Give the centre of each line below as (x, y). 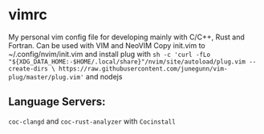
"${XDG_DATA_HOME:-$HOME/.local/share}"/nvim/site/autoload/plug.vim (127, 62)
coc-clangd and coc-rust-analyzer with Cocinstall (92, 121)
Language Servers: (57, 102)
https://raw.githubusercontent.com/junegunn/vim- (143, 69)
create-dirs (28, 69)
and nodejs (104, 76)
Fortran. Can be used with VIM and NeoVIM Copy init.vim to (107, 45)
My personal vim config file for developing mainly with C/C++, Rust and (126, 37)
